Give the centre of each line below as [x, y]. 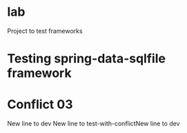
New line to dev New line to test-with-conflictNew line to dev [94, 123]
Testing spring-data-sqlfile [86, 59]
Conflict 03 [40, 105]
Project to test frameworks [45, 31]
